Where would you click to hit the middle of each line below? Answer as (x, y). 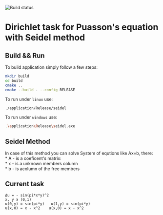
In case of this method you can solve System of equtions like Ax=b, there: (79, 153)
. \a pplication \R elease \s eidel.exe (40, 126)
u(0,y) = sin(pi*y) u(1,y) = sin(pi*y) (48, 204)
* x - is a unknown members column (41, 164)
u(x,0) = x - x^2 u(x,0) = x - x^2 (44, 208)
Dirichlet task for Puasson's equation (82, 27)
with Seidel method (45, 38)
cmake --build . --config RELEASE (40, 90)
